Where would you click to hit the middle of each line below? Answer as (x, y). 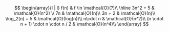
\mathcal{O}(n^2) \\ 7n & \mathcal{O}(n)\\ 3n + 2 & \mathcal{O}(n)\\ (84, 13)
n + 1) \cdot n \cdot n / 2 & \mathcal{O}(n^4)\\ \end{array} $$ (84, 24)
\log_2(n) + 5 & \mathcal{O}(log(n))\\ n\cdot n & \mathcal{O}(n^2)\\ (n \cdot (84, 19)
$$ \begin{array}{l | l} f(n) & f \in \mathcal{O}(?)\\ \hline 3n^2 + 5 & (84, 8)
